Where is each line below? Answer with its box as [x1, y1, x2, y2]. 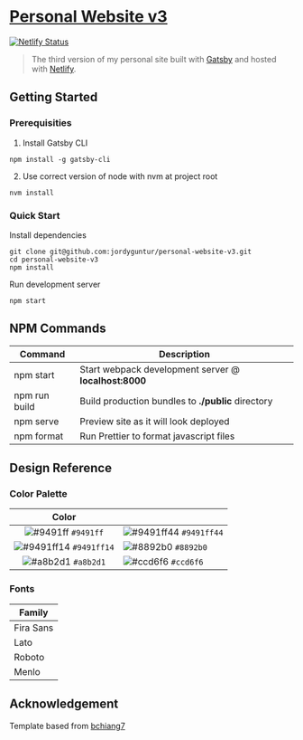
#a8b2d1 [73, 557, 106, 567]
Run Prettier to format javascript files [79, 430, 235, 442]
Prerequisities [9, 117, 72, 129]
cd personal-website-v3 [9, 255, 99, 264]
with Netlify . [31, 63, 77, 74]
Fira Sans [14, 621, 54, 634]
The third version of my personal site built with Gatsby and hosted [31, 53, 277, 64]
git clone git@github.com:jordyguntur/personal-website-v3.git [9, 247, 252, 256]
